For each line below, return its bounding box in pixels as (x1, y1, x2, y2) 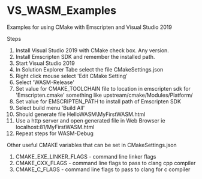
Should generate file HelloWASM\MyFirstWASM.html (15, 111, 146, 118)
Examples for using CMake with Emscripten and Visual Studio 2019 (7, 23, 173, 31)
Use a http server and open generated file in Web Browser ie (15, 117, 165, 124)
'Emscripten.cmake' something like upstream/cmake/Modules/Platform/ (15, 91, 193, 99)
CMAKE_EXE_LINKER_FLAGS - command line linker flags (15, 153, 156, 160)
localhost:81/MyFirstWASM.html (15, 123, 95, 130)
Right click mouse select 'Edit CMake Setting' (15, 72, 128, 79)
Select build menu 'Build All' (15, 104, 85, 111)
